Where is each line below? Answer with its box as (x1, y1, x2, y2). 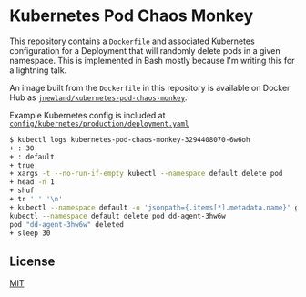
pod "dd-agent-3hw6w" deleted (9, 220, 125, 229)
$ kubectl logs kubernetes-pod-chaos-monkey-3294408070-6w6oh (9, 135, 250, 144)
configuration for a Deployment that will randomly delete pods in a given (9, 45, 280, 56)
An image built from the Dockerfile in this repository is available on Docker (9, 82, 291, 93)
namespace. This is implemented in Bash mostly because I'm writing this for (9, 55, 295, 66)
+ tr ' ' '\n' (9, 195, 64, 204)
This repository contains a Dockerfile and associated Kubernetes (9, 36, 255, 46)
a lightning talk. (9, 65, 67, 76)
